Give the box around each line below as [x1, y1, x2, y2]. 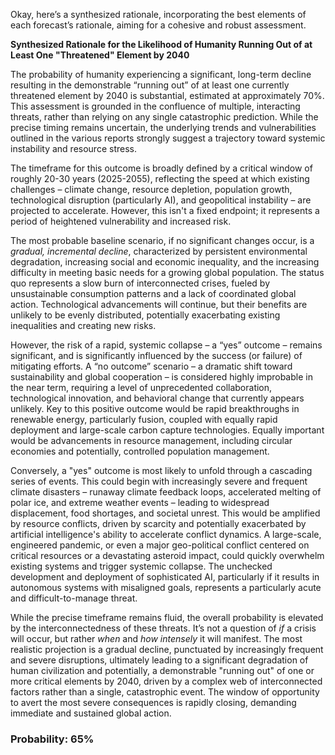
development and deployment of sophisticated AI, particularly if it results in [10, 571, 320, 583]
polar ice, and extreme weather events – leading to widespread [10, 497, 270, 508]
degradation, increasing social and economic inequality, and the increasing [10, 256, 320, 268]
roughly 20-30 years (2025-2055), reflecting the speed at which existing [10, 173, 310, 184]
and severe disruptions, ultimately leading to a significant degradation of [10, 654, 309, 666]
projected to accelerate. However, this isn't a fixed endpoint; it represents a [10, 205, 320, 216]
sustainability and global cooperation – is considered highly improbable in [10, 371, 313, 383]
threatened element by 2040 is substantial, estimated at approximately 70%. [10, 90, 325, 101]
